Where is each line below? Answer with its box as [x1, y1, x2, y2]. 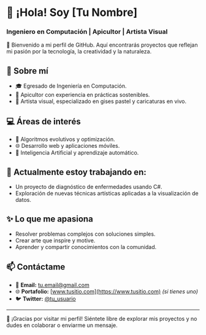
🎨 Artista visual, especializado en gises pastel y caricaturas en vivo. [15, 98, 187, 105]
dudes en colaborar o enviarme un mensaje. [6, 322, 118, 329]
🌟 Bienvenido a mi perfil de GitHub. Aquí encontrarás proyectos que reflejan [6, 41, 198, 48]
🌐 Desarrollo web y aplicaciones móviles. [15, 142, 120, 150]
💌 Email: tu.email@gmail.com [15, 281, 90, 288]
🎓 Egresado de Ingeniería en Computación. [15, 82, 127, 90]
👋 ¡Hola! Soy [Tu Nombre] [6, 6, 138, 20]
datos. [15, 196, 32, 203]
